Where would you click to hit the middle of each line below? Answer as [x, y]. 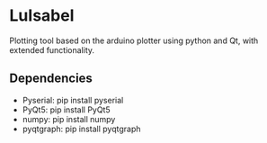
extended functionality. [52, 49]
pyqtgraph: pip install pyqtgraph [81, 129]
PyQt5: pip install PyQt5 [66, 110]
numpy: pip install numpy [69, 119]
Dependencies [51, 79]
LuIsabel [42, 16]
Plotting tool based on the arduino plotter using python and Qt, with [134, 40]
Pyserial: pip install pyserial [73, 100]
